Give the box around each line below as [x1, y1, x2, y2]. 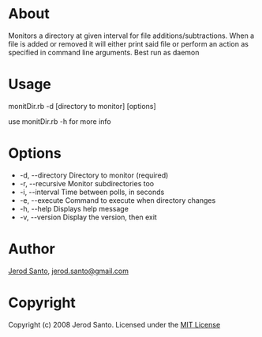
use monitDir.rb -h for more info [8, 116, 112, 126]
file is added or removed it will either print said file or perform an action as [8, 39, 249, 48]
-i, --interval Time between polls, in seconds [19, 187, 165, 197]
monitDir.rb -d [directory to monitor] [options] [8, 101, 156, 110]
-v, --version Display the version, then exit [19, 212, 158, 222]
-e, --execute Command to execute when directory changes [19, 195, 216, 205]
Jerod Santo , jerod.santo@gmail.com [8, 266, 129, 275]
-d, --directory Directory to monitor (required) [19, 170, 169, 180]
